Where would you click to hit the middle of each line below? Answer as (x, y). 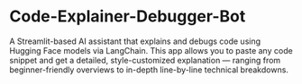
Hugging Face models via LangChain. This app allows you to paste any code (151, 50)
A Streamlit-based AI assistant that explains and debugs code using (135, 41)
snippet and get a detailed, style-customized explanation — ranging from (145, 60)
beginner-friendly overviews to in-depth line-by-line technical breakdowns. (149, 70)
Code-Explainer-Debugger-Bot (128, 17)
